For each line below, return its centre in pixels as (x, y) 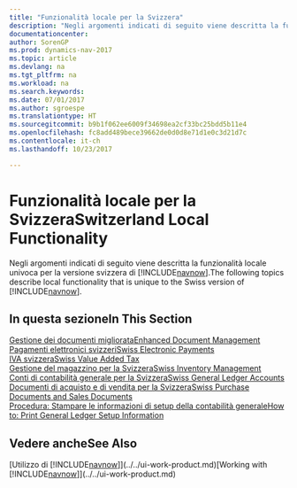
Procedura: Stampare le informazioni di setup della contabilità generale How (147, 406)
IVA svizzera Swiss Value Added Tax (74, 359)
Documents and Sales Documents (71, 397)
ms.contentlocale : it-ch (55, 141)
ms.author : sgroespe (47, 108)
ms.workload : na (39, 83)
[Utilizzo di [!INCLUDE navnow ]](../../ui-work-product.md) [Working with (138, 465)
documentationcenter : (49, 34)
